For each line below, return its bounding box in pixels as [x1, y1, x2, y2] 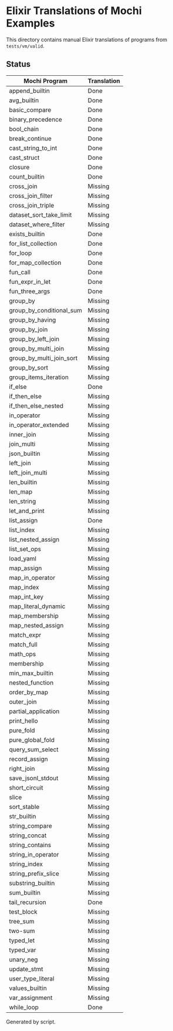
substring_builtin [9, 879, 55, 887]
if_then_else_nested [9, 401, 63, 409]
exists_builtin [9, 230, 45, 238]
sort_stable [9, 802, 40, 811]
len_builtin [9, 478, 38, 486]
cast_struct [9, 153, 40, 162]
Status [6, 59, 31, 69]
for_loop [9, 248, 32, 257]
